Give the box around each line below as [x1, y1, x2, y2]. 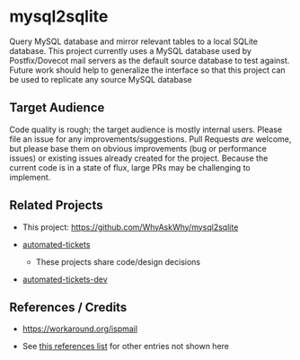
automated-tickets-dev [22, 274, 108, 285]
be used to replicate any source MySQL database [9, 74, 193, 84]
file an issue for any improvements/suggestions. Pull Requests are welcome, [9, 133, 292, 145]
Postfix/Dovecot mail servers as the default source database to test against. [9, 55, 290, 66]
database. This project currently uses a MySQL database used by [9, 45, 251, 56]
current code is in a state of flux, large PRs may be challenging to [9, 162, 251, 172]
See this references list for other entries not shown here [22, 341, 230, 352]
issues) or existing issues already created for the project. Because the [9, 153, 269, 163]
